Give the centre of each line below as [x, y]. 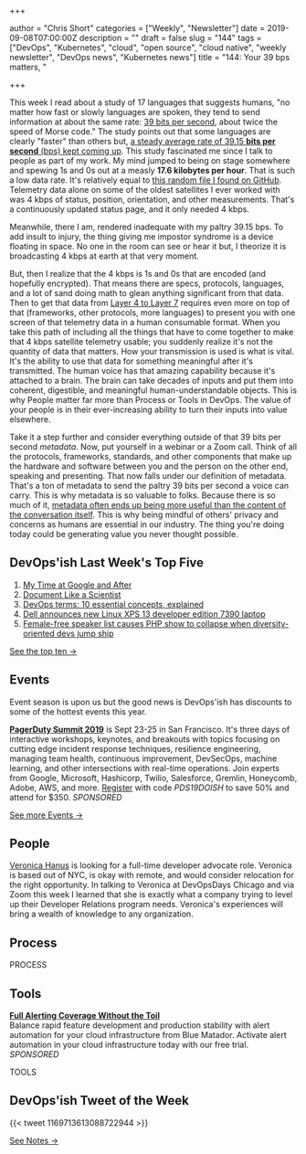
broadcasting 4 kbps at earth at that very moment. [104, 256]
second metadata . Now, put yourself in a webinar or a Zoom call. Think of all [153, 447]
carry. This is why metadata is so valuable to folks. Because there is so [142, 495]
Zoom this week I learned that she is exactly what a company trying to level [151, 895]
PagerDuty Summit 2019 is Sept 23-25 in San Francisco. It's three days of [150, 729]
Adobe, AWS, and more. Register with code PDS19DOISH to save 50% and [149, 788]
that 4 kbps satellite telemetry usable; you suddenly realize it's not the [142, 342]
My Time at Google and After [77, 585]
